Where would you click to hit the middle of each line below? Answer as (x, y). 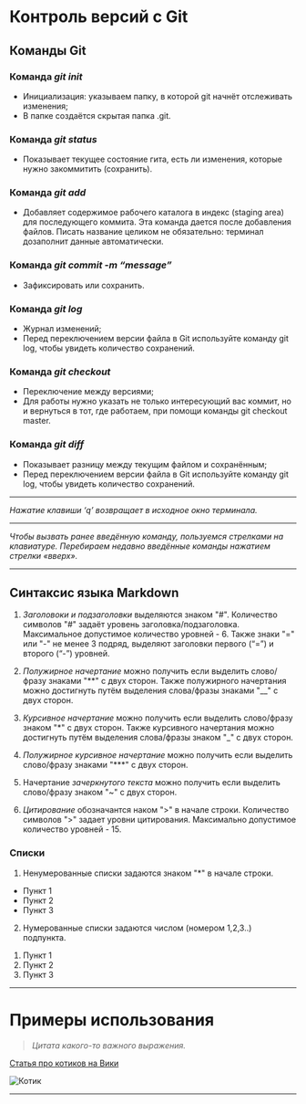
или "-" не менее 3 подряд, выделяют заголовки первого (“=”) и (148, 644)
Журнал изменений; (62, 329)
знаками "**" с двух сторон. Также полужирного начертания (168, 681)
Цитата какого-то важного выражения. (109, 1045)
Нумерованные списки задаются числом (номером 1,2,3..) (137, 928)
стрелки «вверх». (44, 555)
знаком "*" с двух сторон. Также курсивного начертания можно (148, 728)
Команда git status (53, 139)
